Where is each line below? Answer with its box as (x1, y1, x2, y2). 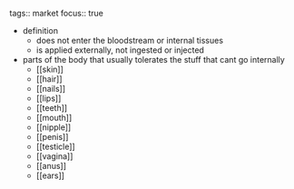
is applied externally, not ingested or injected (35, 45, 204, 55)
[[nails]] (35, 84, 66, 94)
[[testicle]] (35, 141, 75, 152)
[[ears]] (35, 170, 65, 181)
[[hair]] (35, 74, 63, 85)
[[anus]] (35, 161, 66, 171)
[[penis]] (35, 132, 69, 142)
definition (22, 25, 59, 35)
